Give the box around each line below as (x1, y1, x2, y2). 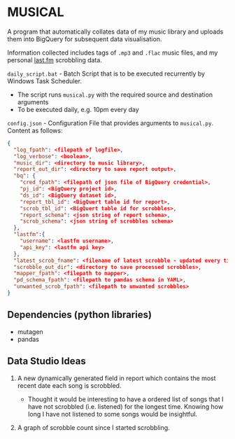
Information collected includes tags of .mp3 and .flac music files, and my (7, 48, 218, 57)
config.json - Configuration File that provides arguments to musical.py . (7, 118, 214, 127)
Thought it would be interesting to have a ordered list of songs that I (27, 395, 224, 403)
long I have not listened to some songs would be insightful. (27, 410, 198, 418)
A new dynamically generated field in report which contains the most (17, 374, 216, 382)
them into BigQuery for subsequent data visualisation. (7, 34, 162, 43)
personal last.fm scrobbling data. (7, 55, 103, 64)
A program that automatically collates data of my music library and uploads (7, 27, 224, 36)
